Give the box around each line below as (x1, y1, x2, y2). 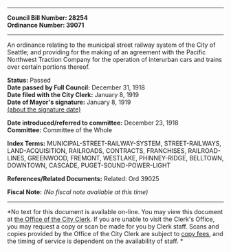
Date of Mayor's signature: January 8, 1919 (7, 98, 131, 106)
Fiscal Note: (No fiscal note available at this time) (7, 188, 148, 196)
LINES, (7, 154, 26, 162)
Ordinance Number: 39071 (7, 21, 85, 29)
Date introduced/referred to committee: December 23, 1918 (7, 118, 179, 127)
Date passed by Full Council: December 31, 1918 (7, 83, 146, 92)
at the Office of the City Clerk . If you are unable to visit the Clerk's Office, (7, 215, 215, 223)
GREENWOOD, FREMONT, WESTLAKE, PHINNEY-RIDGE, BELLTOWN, (27, 154, 224, 162)
